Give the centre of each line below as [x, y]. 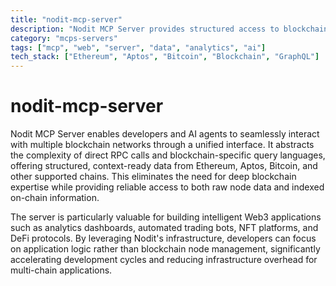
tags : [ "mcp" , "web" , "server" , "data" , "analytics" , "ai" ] [138, 47]
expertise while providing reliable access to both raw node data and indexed [167, 187]
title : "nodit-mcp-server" [66, 19]
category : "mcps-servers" [64, 38]
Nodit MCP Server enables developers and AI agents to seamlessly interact [165, 134]
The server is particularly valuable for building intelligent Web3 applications [166, 217]
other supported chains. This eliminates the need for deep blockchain [153, 177]
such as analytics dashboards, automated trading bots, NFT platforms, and [164, 228]
